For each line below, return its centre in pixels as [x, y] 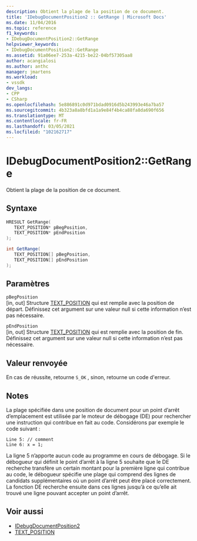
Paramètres [28, 284]
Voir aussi [25, 512]
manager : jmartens [29, 72]
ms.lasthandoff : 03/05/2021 [41, 127]
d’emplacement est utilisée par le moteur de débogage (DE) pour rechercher [98, 416]
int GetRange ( [24, 249]
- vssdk [16, 83]
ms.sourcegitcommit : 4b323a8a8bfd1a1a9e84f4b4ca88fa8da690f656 [85, 110]
